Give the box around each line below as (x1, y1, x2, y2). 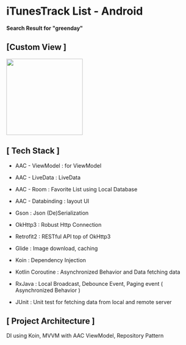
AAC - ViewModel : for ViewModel (15, 162, 102, 169)
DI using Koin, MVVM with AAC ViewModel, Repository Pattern (6, 332, 164, 340)
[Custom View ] (6, 42, 67, 52)
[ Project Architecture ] (6, 316, 96, 326)
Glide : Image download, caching (15, 244, 98, 252)
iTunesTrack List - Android (6, 4, 143, 18)
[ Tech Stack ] (6, 146, 60, 156)
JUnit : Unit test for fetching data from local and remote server (15, 298, 172, 305)
